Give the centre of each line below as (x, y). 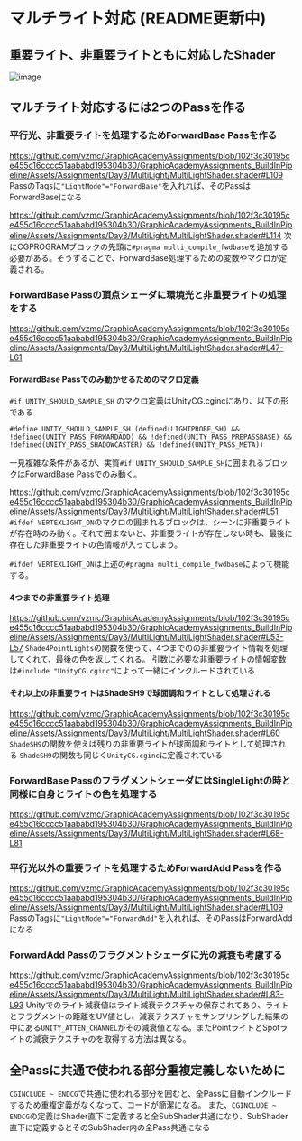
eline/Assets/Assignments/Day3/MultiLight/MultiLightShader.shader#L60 (145, 733)
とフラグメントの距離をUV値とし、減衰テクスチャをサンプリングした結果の (149, 1016)
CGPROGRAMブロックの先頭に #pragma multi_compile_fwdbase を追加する (152, 246)
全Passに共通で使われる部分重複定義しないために (147, 1070)
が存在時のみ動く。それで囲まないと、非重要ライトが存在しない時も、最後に (151, 533)
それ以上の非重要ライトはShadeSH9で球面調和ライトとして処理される (140, 692)
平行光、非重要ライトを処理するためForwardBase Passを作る (143, 135)
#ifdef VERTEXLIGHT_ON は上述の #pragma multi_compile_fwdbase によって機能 (150, 564)
